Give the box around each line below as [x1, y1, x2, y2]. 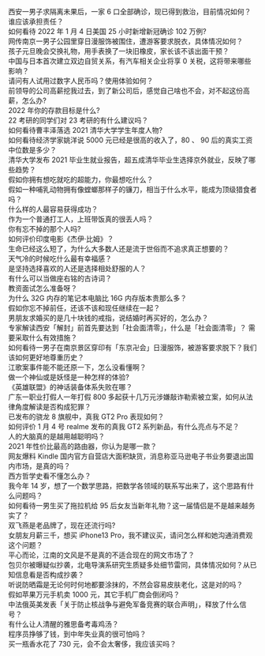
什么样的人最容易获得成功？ [8, 205, 99, 213]
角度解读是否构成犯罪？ [14, 402, 91, 411]
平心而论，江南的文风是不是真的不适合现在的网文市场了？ [8, 550, 195, 560]
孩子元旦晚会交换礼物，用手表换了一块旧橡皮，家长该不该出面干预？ [8, 47, 230, 55]
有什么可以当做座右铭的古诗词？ [8, 273, 112, 283]
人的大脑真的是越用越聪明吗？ [8, 432, 105, 441]
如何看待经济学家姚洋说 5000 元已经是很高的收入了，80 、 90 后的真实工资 [8, 135, 253, 145]
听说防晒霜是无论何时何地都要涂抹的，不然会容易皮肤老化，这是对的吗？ [8, 580, 243, 589]
